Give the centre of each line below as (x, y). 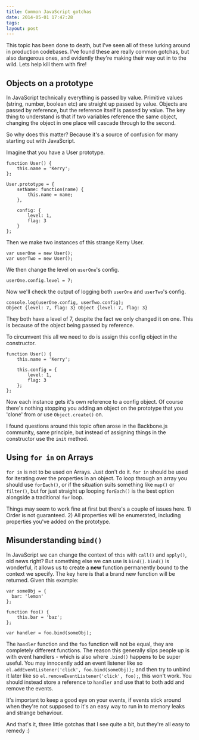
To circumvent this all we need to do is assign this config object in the (92, 337)
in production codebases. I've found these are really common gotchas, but (98, 52)
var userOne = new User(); (40, 254)
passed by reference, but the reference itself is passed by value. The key (96, 110)
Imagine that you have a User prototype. (56, 152)
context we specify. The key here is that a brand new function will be (91, 573)
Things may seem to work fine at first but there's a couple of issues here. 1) (99, 509)
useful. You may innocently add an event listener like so (74, 663)
